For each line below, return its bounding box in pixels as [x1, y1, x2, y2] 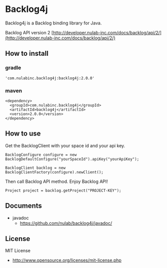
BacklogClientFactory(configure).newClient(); [5, 169, 104, 175]
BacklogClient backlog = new [5, 165, 66, 170]
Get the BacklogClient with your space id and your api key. [5, 142, 126, 148]
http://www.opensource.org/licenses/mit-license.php [12, 258, 122, 264]
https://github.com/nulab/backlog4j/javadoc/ [19, 220, 112, 226]
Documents [5, 202, 42, 210]
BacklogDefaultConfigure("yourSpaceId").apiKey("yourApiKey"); [5, 156, 140, 161]
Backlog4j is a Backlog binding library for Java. [5, 20, 102, 26]
